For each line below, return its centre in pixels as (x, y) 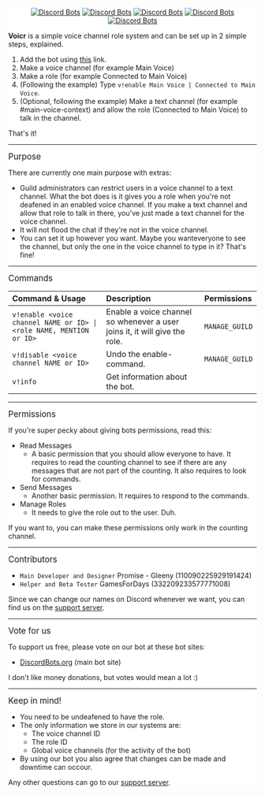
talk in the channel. (50, 118)
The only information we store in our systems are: (100, 725)
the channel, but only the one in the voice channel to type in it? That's (133, 247)
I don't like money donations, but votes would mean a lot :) (103, 677)
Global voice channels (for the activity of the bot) (111, 750)
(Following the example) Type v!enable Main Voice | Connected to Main (138, 84)
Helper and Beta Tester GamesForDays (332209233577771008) (125, 584)
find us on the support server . (56, 607)
